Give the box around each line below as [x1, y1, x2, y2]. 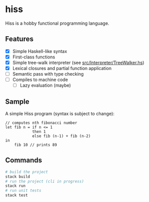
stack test [5, 193, 28, 198]
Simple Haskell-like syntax [12, 48, 67, 54]
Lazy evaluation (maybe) [20, 82, 71, 89]
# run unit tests [5, 188, 42, 193]
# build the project [5, 169, 49, 174]
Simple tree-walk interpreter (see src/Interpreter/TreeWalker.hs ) [12, 59, 144, 65]
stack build [5, 174, 30, 179]
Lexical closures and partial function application [12, 65, 112, 71]
